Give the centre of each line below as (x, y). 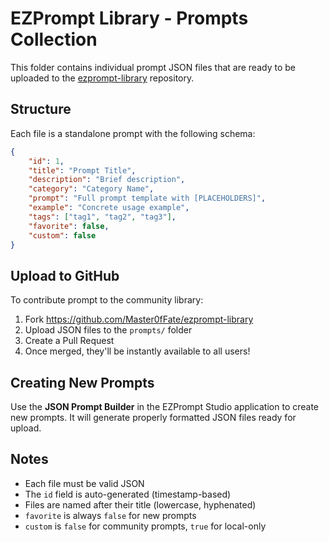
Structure (41, 109)
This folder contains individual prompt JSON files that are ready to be (153, 67)
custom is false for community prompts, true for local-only (145, 526)
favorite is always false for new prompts (110, 515)
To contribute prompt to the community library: (107, 300)
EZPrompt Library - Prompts (129, 18)
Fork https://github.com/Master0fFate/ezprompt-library (139, 319)
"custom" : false (62, 235)
